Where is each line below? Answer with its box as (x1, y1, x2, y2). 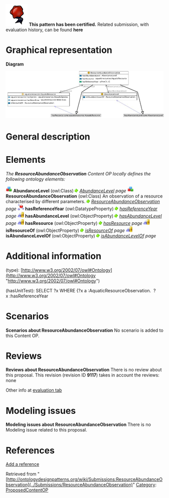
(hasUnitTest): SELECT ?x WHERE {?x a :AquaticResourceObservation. (6, 287, 151, 293)
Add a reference (6, 461, 40, 467)
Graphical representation (6, 44, 112, 56)
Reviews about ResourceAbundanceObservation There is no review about (6, 367, 162, 373)
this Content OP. (6, 332, 40, 339)
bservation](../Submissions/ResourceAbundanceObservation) (6, 482, 133, 488)
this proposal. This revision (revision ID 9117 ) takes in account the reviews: (6, 372, 159, 378)
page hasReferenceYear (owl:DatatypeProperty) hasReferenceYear (6, 206, 157, 212)
